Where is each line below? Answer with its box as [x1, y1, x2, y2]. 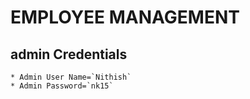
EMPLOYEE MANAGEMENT [10, 6, 240, 29]
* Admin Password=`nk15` [10, 81, 114, 91]
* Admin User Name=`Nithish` [10, 72, 132, 82]
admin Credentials [10, 46, 128, 63]
